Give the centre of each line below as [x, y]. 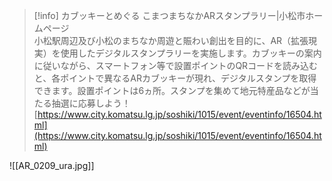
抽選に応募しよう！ [91, 103]
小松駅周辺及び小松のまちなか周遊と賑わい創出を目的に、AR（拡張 [171, 40]
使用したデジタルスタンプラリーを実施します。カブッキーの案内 [191, 53]
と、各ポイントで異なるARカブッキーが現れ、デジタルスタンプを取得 [175, 78]
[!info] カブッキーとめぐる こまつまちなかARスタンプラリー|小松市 [169, 15]
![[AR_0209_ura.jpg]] [52, 165]
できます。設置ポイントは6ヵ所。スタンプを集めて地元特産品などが [172, 90]
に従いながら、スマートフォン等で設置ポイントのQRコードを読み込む [176, 65]
